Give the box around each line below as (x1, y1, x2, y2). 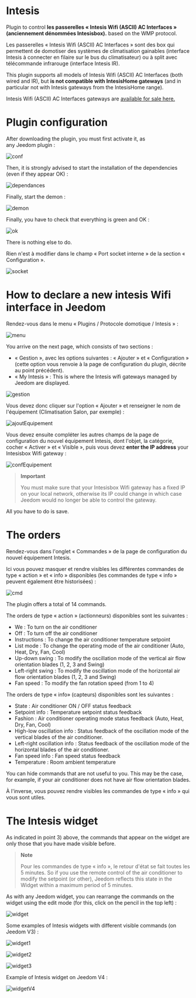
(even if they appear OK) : (6, 170, 68, 177)
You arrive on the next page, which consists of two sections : (6, 342, 153, 350)
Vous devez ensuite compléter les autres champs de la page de (6, 431, 159, 438)
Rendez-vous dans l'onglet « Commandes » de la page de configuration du (6, 547, 187, 555)
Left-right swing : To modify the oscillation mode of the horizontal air (14, 667, 180, 674)
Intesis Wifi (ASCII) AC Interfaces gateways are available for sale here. (6, 95, 176, 102)
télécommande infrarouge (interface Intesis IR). (6, 60, 120, 67)
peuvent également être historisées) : (6, 577, 97, 585)
